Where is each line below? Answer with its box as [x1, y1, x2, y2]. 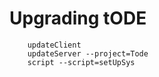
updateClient [27, 40, 82, 50]
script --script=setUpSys [27, 57, 136, 67]
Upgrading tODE [9, 7, 147, 30]
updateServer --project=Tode [27, 48, 149, 59]
